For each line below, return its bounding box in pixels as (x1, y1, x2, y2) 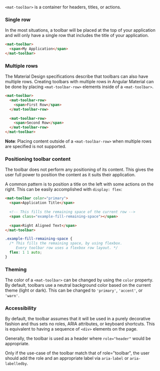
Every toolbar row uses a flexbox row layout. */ (16, 245, 118, 250)
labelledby (5, 361, 27, 367)
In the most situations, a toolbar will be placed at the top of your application (5, 27, 156, 33)
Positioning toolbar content (5, 156, 71, 163)
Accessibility (5, 304, 37, 311)
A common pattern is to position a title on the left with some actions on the (5, 181, 154, 187)
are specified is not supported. (5, 144, 66, 149)
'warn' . (5, 293, 19, 298)
